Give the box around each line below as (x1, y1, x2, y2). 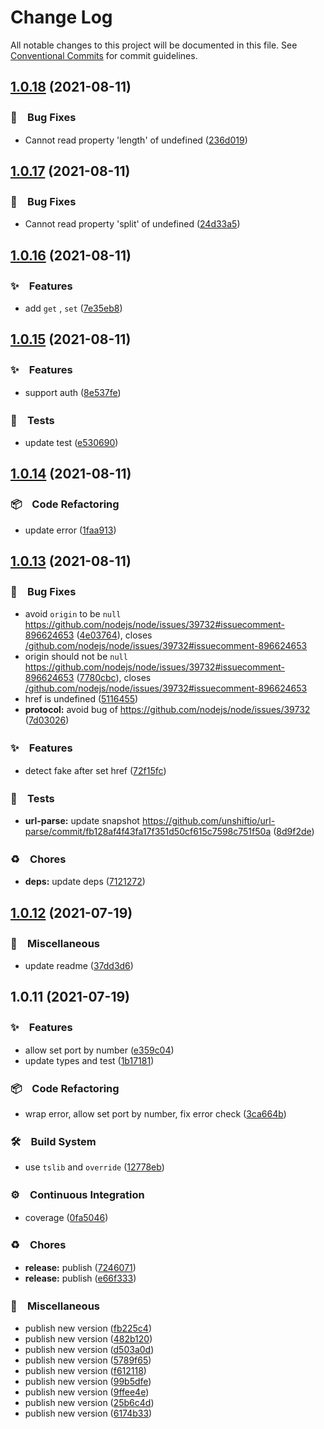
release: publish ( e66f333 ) (24, 1272, 137, 1284)
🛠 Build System (10, 1134, 97, 1148)
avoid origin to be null (24, 608, 122, 620)
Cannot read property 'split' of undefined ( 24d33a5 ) (24, 218, 241, 230)
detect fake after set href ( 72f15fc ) (24, 764, 167, 776)
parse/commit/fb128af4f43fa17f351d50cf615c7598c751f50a (24, 825, 272, 837)
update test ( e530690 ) (24, 436, 119, 448)
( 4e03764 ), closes (76, 629, 153, 641)
